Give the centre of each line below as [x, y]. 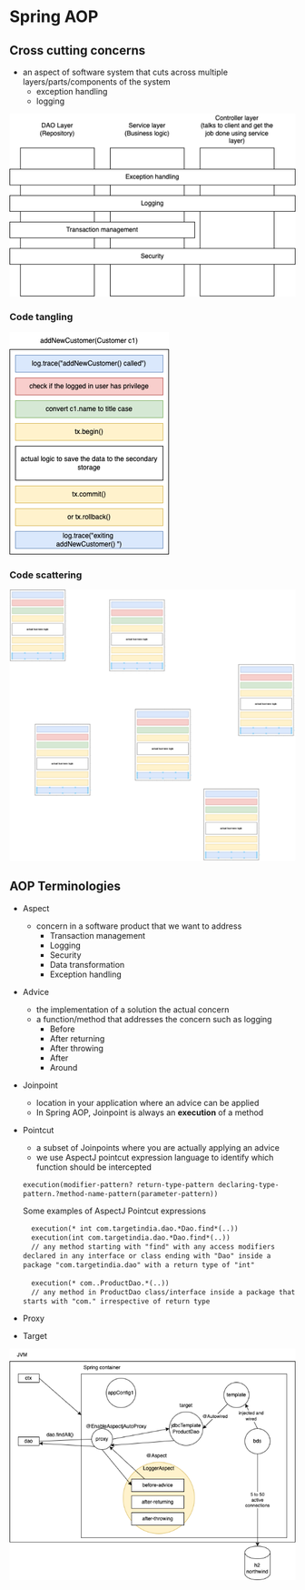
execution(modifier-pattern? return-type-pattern [118, 1184]
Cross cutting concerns [78, 50]
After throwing [77, 1048]
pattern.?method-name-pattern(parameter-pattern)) [120, 1193]
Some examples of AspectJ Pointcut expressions [114, 1211]
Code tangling [41, 317]
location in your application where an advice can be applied [148, 1102]
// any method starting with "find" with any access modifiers [153, 1247]
